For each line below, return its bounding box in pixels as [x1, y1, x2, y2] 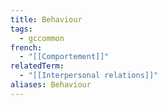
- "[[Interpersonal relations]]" [19, 71, 159, 81]
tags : [10, 24, 33, 34]
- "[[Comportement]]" [19, 52, 110, 62]
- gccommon [19, 33, 65, 43]
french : [10, 42, 43, 53]
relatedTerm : [10, 61, 65, 71]
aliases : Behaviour [10, 80, 92, 90]
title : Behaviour [10, 14, 83, 25]
